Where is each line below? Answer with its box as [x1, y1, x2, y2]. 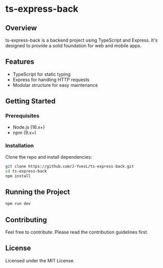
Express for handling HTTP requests [12, 76, 90, 83]
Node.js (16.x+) [12, 124, 45, 130]
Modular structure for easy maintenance [12, 82, 98, 88]
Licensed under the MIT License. [5, 257, 75, 263]
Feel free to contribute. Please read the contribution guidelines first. [5, 229, 149, 235]
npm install [5, 173, 31, 179]
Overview [5, 24, 37, 32]
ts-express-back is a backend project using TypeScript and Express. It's [5, 37, 158, 43]
